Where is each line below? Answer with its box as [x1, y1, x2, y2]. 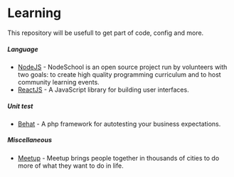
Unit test [7, 102, 33, 110]
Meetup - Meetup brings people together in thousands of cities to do [17, 154, 220, 162]
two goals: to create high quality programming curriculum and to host [17, 70, 222, 79]
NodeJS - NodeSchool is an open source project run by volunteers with [17, 63, 228, 71]
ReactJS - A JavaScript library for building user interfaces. [17, 85, 190, 94]
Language [7, 45, 38, 53]
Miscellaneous [7, 136, 52, 144]
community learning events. [17, 77, 100, 86]
